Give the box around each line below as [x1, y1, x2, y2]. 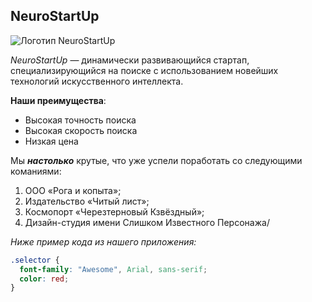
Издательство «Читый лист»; [24, 195, 150, 207]
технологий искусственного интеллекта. [10, 75, 184, 87]
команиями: [10, 165, 62, 177]
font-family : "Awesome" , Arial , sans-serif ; [19, 264, 208, 274]
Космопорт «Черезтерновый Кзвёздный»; [24, 205, 205, 218]
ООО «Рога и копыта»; [24, 184, 122, 196]
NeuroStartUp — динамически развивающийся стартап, [10, 54, 250, 66]
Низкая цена [24, 135, 79, 147]
